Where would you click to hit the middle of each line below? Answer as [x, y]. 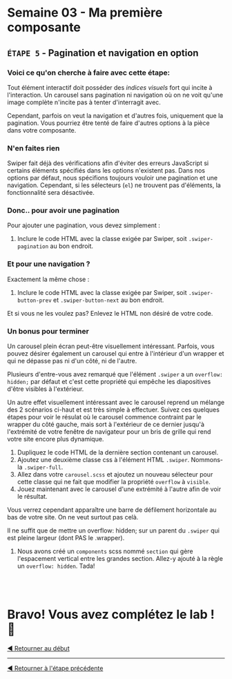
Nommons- [207, 460]
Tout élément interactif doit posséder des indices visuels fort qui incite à [110, 87]
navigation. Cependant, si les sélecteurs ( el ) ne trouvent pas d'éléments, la [114, 185]
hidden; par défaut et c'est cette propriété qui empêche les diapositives [109, 382]
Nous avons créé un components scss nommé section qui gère [105, 551]
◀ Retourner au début [39, 648]
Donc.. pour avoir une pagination [63, 211]
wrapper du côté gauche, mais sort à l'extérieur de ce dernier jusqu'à [106, 424]
